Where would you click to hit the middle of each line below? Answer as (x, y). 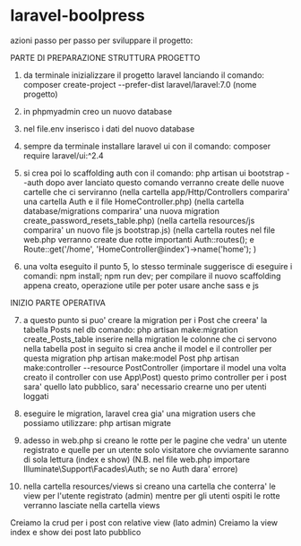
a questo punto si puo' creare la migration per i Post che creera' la (145, 320)
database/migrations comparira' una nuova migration (121, 210)
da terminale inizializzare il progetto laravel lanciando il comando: (144, 75)
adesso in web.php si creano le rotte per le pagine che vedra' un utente (155, 440)
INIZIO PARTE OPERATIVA (58, 303)
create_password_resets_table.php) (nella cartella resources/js (139, 220)
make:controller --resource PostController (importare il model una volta (155, 367)
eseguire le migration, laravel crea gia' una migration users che (139, 414)
